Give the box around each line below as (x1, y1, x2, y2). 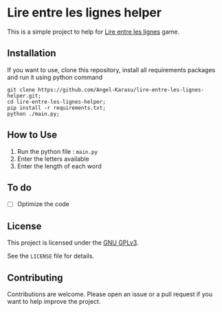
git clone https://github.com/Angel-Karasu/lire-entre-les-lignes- (7, 86, 205, 93)
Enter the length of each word (16, 161, 102, 170)
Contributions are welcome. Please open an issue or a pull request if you (7, 290, 213, 298)
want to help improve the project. (7, 298, 101, 306)
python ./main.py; (7, 110, 60, 118)
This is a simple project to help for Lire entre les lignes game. (7, 27, 180, 36)
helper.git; (7, 92, 41, 99)
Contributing (7, 271, 63, 283)
